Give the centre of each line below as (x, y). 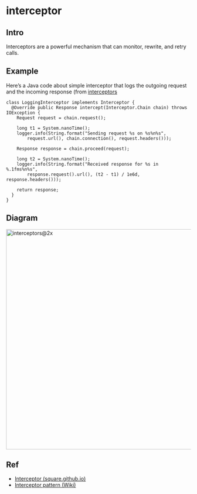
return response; (38, 190)
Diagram (22, 218)
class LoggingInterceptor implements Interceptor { (70, 102)
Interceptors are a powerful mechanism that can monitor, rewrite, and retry (96, 46)
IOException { (23, 113)
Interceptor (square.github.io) (50, 479)
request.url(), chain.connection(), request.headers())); (99, 138)
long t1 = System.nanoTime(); (54, 128)
